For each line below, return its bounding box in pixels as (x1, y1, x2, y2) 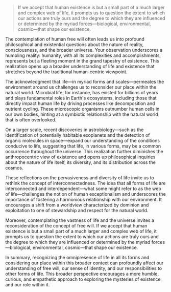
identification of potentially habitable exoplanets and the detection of (5, 132, 150, 138)
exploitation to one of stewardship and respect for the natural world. (5, 207, 149, 213)
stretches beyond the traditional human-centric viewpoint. (5, 69, 128, 75)
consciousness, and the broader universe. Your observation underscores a (5, 47, 163, 53)
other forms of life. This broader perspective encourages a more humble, (5, 271, 159, 277)
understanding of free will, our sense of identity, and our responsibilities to (5, 265, 162, 271)
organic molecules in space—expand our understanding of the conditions (5, 138, 160, 143)
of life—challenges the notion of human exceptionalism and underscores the (5, 191, 166, 197)
